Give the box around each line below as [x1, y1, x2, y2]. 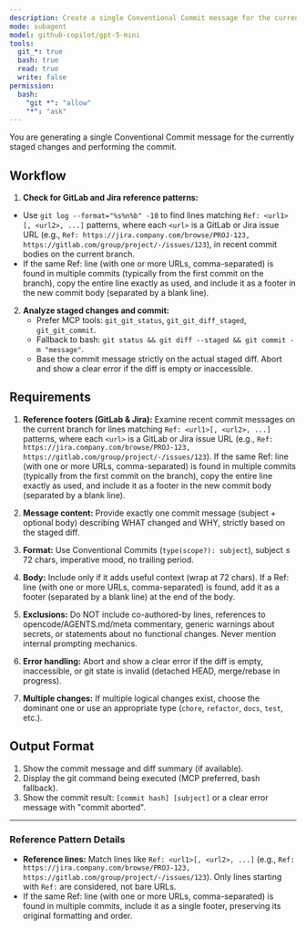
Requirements [9, 390, 91, 405]
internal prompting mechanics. [22, 638, 138, 649]
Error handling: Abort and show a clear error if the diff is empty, [22, 655, 264, 666]
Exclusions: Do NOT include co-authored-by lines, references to [22, 609, 266, 620]
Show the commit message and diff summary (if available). [22, 763, 244, 774]
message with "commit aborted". [22, 801, 147, 812]
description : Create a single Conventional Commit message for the [9, 13, 271, 23]
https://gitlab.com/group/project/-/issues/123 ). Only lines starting [22, 871, 282, 882]
